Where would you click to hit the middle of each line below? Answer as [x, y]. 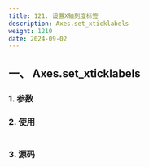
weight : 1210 [31, 31]
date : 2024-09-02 [38, 39]
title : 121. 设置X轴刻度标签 [54, 16]
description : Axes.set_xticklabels [69, 24]
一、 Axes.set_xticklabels [74, 73]
